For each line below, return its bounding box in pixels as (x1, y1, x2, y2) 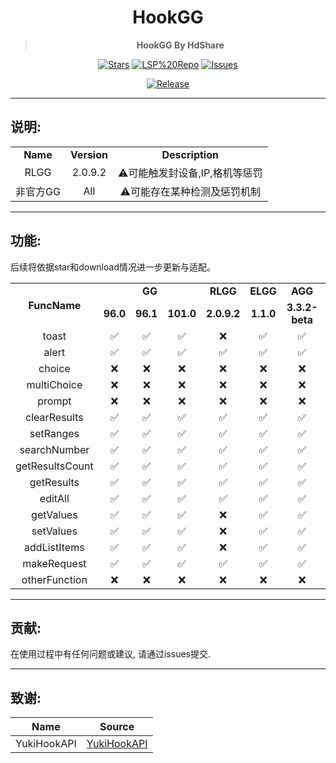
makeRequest (22, 556, 87, 570)
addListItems (24, 540, 85, 554)
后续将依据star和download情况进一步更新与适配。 (10, 261, 216, 273)
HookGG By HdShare (136, 39, 225, 51)
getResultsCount (15, 459, 94, 473)
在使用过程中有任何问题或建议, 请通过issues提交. (10, 648, 212, 660)
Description (161, 147, 219, 161)
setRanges (29, 426, 80, 440)
